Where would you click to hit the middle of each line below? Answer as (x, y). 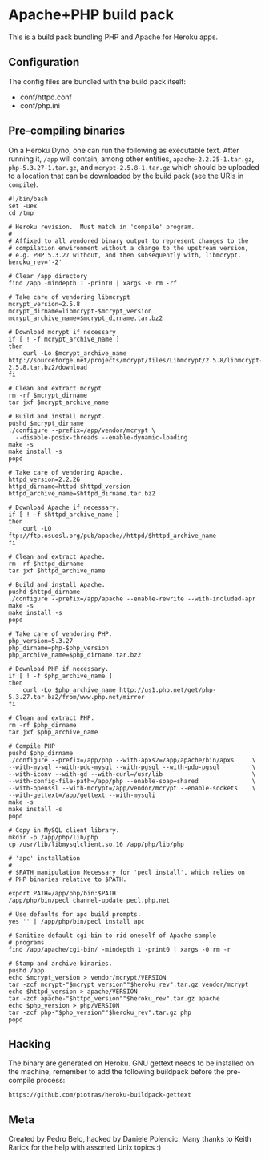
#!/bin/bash (28, 199)
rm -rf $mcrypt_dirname (48, 395)
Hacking (30, 1044)
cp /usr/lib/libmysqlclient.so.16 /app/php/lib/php (96, 844)
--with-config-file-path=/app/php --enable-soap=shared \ (132, 781)
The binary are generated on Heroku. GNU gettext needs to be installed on (131, 1063)
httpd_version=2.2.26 (44, 479)
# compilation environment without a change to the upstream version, (128, 248)
